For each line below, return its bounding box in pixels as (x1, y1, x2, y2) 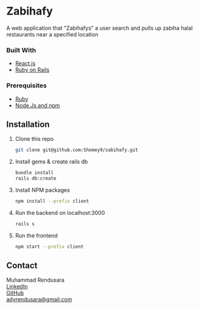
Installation (6, 119, 50, 129)
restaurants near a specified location (6, 30, 99, 38)
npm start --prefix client (15, 243, 84, 250)
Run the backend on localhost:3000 (15, 209, 105, 216)
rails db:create (15, 175, 57, 182)
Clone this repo (15, 135, 54, 143)
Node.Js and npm (15, 101, 60, 109)
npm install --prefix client (15, 198, 89, 204)
